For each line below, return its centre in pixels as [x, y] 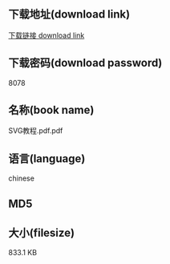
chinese [21, 178]
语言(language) [47, 158]
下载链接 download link [47, 35]
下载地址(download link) [69, 14]
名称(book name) [51, 110]
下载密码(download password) [85, 63]
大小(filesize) [41, 233]
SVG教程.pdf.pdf [36, 131]
